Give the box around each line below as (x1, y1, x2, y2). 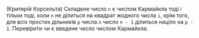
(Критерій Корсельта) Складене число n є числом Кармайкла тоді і (6, 6, 182, 12)
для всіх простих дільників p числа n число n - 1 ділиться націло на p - (6, 18, 194, 25)
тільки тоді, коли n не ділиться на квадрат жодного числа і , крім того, (6, 12, 189, 19)
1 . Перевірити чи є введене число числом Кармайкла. (6, 25, 148, 32)
